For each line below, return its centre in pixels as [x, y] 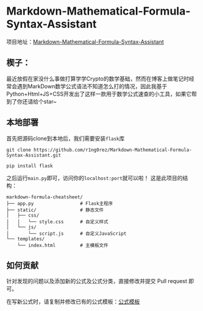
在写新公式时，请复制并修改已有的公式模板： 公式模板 [73, 302]
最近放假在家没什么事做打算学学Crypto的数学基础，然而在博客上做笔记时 [98, 79]
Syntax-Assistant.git [34, 155]
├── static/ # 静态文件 [55, 210]
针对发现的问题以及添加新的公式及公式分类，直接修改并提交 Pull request [97, 281]
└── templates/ [26, 239]
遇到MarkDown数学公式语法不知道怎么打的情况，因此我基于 [92, 86]
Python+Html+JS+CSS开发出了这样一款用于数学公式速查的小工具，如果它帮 [101, 94]
